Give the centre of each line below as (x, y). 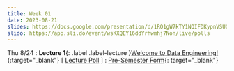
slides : (18, 26)
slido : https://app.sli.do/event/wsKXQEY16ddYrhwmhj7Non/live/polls (109, 33)
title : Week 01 (29, 14)
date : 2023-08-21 (32, 20)
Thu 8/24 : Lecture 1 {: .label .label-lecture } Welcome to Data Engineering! (113, 53)
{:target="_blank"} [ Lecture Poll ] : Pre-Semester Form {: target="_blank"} (113, 61)
